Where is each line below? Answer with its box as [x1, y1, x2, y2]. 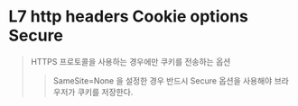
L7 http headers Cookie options [8, 6, 249, 27]
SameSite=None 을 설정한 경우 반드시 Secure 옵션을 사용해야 [52, 75, 273, 86]
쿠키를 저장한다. [77, 86, 134, 97]
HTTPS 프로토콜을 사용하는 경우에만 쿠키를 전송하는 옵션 [30, 56, 231, 66]
